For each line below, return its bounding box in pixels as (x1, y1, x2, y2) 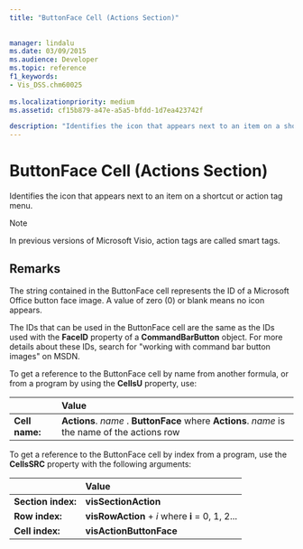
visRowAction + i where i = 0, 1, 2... (85, 509, 238, 522)
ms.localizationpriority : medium (9, 97, 135, 107)
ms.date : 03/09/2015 (9, 47, 87, 56)
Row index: (14, 509, 62, 522)
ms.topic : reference (9, 64, 87, 73)
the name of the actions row (61, 425, 180, 438)
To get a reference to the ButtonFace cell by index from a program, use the (9, 449, 287, 460)
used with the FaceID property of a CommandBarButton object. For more (9, 331, 283, 342)
